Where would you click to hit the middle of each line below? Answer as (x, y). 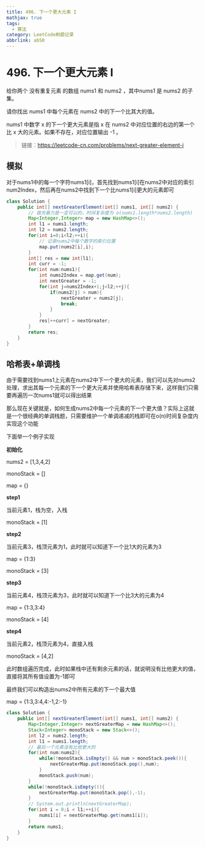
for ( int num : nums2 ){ (54, 753)
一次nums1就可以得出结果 (59, 395)
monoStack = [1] (27, 522)
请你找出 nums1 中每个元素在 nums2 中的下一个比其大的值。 (82, 111)
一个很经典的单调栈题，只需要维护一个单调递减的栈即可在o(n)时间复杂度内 (105, 416)
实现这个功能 (22, 424)
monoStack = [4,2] (30, 656)
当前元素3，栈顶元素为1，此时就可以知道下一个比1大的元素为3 (84, 547)
